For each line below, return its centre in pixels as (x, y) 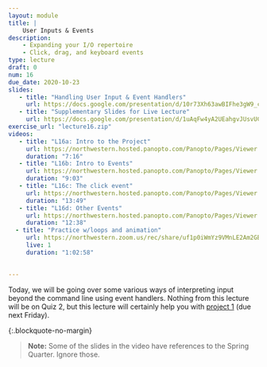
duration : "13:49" (56, 201)
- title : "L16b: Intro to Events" (76, 164)
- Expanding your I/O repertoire (78, 45)
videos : (21, 134)
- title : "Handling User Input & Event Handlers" (103, 97)
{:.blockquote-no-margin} (50, 330)
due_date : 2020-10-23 (44, 82)
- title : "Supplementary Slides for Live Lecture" (104, 112)
